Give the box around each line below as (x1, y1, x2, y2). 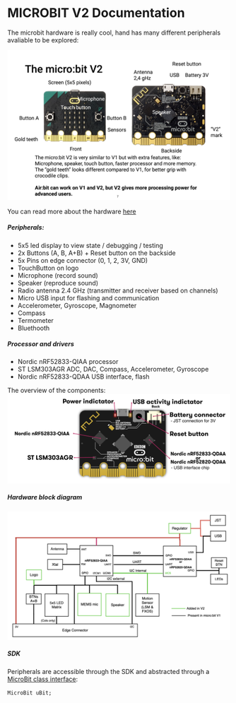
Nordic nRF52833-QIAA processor (17, 358, 119, 366)
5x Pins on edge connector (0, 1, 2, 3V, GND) (17, 256, 148, 264)
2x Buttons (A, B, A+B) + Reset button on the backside (17, 249, 176, 257)
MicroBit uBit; (7, 689, 52, 697)
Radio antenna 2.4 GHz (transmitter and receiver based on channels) (17, 286, 218, 295)
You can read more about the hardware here (7, 207, 136, 215)
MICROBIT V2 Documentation (7, 5, 185, 21)
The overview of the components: (7, 386, 106, 395)
